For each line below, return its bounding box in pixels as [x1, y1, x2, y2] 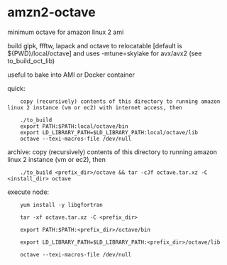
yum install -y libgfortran [20, 201, 103, 208]
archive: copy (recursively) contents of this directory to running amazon [7, 147, 218, 156]
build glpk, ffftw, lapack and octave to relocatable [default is [7, 41, 182, 50]
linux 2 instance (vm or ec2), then [7, 155, 106, 163]
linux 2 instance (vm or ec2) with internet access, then [7, 104, 182, 111]
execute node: [7, 188, 50, 196]
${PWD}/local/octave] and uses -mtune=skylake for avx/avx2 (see [7, 49, 202, 58]
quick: [7, 84, 26, 92]
